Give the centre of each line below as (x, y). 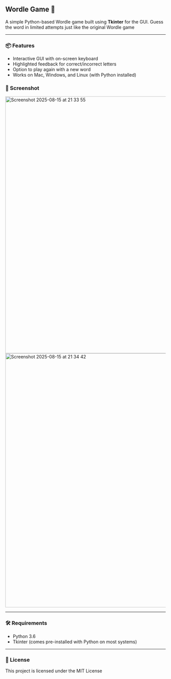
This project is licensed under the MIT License (54, 671)
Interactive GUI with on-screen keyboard (55, 59)
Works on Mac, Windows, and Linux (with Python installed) (74, 75)
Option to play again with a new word (51, 70)
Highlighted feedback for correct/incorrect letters (64, 64)
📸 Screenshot (22, 88)
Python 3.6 (24, 636)
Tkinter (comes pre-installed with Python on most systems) (75, 642)
